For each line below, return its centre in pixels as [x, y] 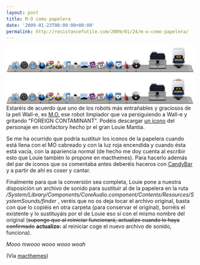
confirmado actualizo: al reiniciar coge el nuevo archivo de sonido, [89, 226]
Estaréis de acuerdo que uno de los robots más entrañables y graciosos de [99, 108]
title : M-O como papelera [38, 19]
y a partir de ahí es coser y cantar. [49, 171]
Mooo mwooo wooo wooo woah [46, 244]
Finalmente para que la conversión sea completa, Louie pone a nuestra [94, 182]
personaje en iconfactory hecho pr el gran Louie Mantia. [75, 127]
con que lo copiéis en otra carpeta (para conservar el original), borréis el [96, 207]
